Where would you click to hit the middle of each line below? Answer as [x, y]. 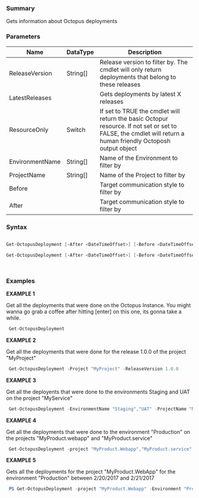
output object [118, 148]
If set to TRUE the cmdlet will [140, 111]
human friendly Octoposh [135, 141]
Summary [21, 8]
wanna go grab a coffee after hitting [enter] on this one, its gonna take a [94, 311]
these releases [120, 84]
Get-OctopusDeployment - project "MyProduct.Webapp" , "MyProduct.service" [100, 449]
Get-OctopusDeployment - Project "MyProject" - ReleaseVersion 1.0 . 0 [94, 369]
